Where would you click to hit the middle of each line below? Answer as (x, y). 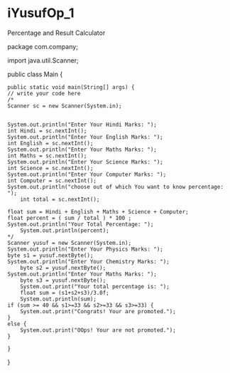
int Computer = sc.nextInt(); (52, 180)
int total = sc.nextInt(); (60, 199)
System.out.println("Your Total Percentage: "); (81, 224)
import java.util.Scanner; (43, 60)
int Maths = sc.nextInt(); (47, 156)
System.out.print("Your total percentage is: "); (95, 286)
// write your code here (44, 93)
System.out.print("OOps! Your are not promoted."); (98, 330)
